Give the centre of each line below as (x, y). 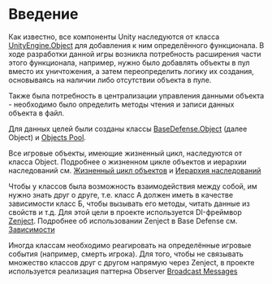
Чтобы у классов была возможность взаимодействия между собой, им (133, 186)
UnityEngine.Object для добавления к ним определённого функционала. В (136, 45)
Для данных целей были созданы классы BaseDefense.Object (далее (128, 129)
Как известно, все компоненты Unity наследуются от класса (114, 37)
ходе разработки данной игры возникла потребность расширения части (135, 54)
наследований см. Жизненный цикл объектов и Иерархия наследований (135, 170)
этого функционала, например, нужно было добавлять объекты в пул (129, 63)
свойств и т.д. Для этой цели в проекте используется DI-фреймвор (125, 212)
